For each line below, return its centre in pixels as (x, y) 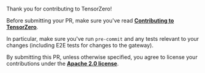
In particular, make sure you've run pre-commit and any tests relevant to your (103, 39)
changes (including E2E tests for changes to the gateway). (80, 45)
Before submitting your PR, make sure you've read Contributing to (90, 20)
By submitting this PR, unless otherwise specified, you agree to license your (102, 57)
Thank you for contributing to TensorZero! (59, 9)
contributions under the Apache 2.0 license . (63, 64)
